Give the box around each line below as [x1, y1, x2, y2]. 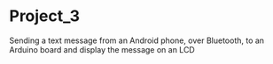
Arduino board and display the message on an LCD [9, 44, 195, 54]
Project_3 [9, 6, 81, 26]
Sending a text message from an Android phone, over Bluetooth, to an [9, 35, 264, 46]
